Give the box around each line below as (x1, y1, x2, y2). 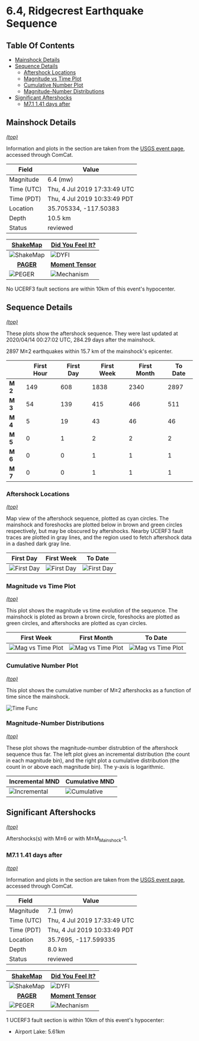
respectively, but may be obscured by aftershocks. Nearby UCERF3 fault (6, 527, 184, 534)
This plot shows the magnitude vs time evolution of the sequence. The (6, 607, 178, 614)
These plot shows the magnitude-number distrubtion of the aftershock (6, 744, 178, 751)
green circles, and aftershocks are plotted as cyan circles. (6, 620, 147, 627)
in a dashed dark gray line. (6, 540, 71, 547)
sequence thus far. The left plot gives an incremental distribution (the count (6, 750, 190, 758)
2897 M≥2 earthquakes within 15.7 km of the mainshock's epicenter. (6, 348, 173, 355)
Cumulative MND (65, 777, 115, 786)
